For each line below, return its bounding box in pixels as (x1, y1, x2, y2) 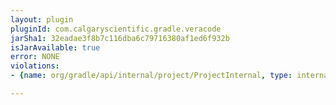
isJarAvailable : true (10, 42, 101, 53)
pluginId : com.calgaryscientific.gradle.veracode (10, 24, 222, 34)
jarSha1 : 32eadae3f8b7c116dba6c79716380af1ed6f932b (10, 33, 230, 43)
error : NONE (10, 52, 60, 62)
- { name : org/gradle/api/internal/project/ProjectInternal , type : (10, 71, 293, 81)
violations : (10, 61, 60, 71)
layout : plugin (10, 14, 74, 25)
